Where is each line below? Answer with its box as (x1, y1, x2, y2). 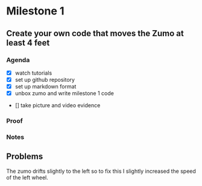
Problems (6, 152, 43, 162)
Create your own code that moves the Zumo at (6, 28, 184, 39)
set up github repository (14, 76, 75, 83)
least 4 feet (6, 37, 50, 48)
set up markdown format (14, 83, 77, 90)
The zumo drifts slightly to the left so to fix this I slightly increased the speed (6, 167, 196, 175)
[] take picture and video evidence (14, 102, 101, 109)
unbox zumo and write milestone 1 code (14, 90, 115, 97)
